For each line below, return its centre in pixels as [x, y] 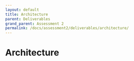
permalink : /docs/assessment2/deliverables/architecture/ [67, 28]
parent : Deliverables [28, 19]
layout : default [22, 10]
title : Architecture [27, 14]
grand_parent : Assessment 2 [35, 24]
